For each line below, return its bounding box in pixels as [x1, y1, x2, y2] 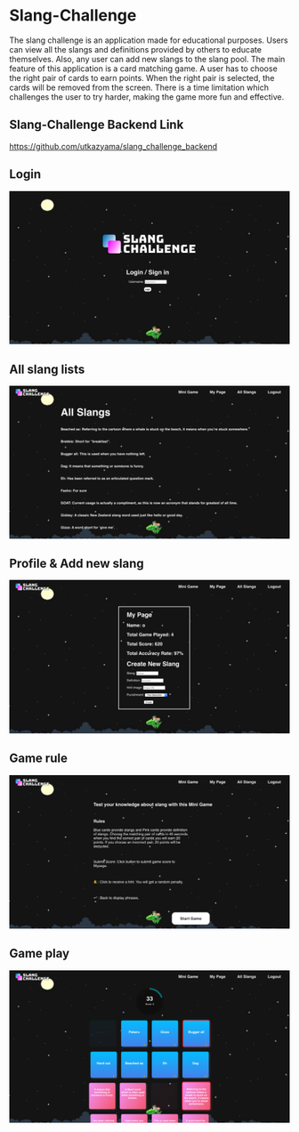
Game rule [9, 751, 69, 766]
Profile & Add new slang [9, 556, 144, 571]
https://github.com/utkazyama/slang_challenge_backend [9, 141, 218, 151]
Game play [9, 946, 70, 961]
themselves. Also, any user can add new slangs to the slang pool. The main [9, 53, 286, 64]
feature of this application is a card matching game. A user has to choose [9, 63, 278, 74]
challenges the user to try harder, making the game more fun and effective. [9, 91, 285, 102]
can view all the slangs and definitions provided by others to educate [9, 44, 263, 54]
